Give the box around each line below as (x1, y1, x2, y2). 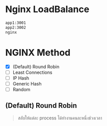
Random (12, 86, 31, 92)
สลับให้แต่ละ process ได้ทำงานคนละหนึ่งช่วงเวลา (17, 115, 102, 121)
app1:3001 (5, 20, 26, 25)
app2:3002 (5, 25, 26, 30)
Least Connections (12, 69, 52, 75)
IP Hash (12, 75, 30, 81)
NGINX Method (5, 47, 71, 58)
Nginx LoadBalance (5, 4, 90, 15)
